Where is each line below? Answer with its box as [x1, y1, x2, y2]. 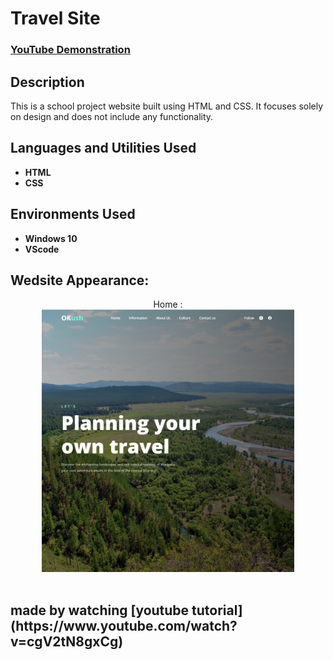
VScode [24, 243, 60, 255]
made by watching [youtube [10, 602, 190, 619]
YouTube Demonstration [10, 43, 131, 57]
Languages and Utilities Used [10, 140, 197, 157]
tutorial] [191, 602, 243, 619]
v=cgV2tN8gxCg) [10, 633, 124, 651]
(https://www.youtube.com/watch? [10, 618, 238, 635]
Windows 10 [24, 232, 78, 244]
